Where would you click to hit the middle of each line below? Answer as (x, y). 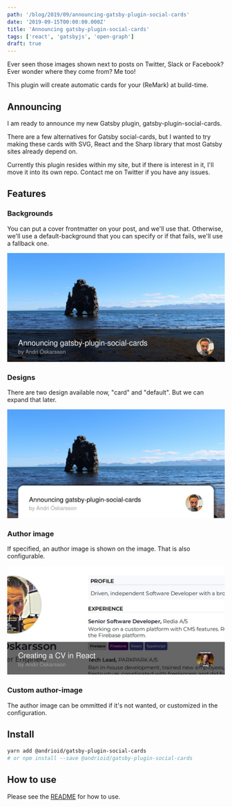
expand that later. (32, 399)
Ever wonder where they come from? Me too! (71, 72)
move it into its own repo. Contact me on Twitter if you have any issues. (109, 172)
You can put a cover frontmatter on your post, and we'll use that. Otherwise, (115, 229)
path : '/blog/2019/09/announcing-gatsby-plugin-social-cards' (98, 15)
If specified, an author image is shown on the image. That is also (99, 549)
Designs (21, 377)
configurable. (26, 556)
